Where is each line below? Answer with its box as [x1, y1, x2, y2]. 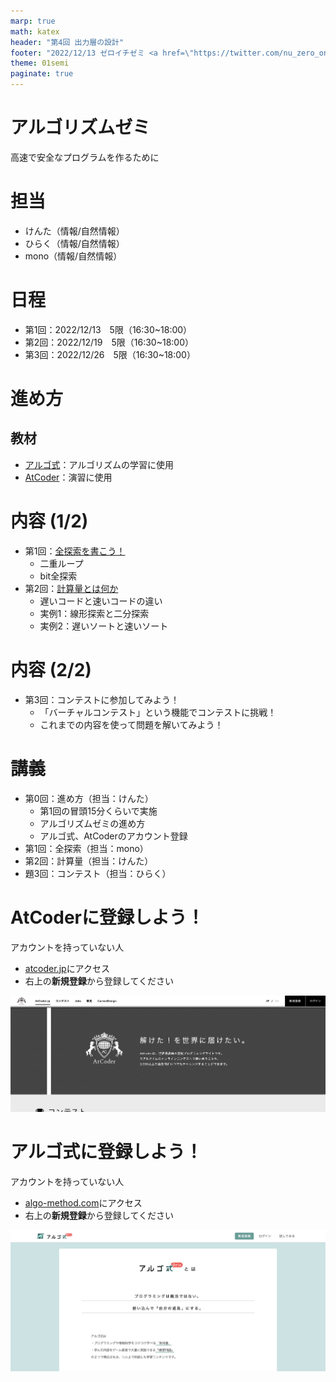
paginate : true [10, 69, 74, 79]
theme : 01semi [10, 58, 70, 69]
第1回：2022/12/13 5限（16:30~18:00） [24, 323, 193, 335]
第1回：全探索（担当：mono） [24, 842, 149, 854]
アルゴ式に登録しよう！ [10, 1141, 203, 1164]
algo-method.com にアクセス [24, 1197, 143, 1209]
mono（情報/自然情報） [24, 250, 123, 262]
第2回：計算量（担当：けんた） [24, 855, 154, 867]
